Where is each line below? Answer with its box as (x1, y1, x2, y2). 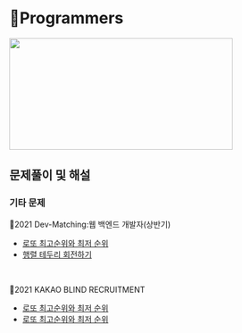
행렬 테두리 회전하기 (21, 249, 92, 260)
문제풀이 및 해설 (9, 168, 91, 183)
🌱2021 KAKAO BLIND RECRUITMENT (9, 284, 146, 295)
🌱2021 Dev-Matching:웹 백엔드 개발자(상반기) (9, 219, 171, 229)
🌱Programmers (9, 8, 124, 29)
